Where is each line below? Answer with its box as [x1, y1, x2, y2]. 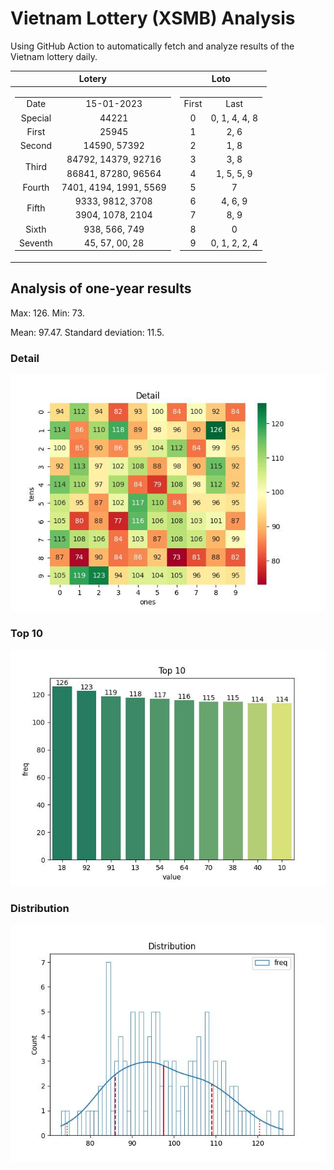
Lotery [78, 73, 107, 85]
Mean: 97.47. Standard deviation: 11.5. [10, 326, 165, 338]
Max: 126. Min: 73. [10, 307, 85, 319]
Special [20, 112, 52, 124]
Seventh [19, 237, 53, 249]
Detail [10, 351, 40, 365]
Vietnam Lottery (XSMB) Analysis [10, 7, 296, 30]
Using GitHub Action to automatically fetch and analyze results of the [10, 40, 295, 52]
